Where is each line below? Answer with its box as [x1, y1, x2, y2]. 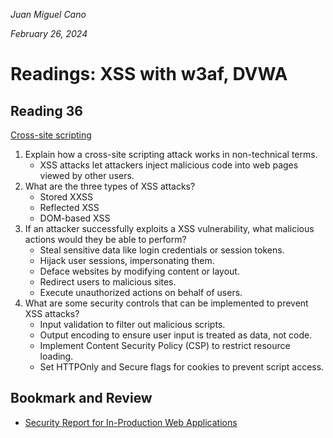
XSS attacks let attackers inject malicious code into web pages [39, 159, 299, 171]
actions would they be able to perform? [24, 234, 187, 245]
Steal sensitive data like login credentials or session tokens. [39, 244, 285, 256]
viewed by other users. [39, 170, 135, 181]
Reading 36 [10, 102, 83, 119]
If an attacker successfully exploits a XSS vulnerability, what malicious [24, 223, 315, 234]
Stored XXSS [39, 191, 94, 203]
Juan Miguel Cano [10, 9, 87, 20]
